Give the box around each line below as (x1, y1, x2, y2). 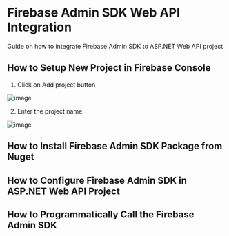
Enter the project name (17, 107, 83, 115)
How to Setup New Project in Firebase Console (7, 62, 211, 74)
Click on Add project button (17, 81, 96, 89)
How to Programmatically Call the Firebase (7, 208, 195, 220)
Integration (7, 19, 72, 35)
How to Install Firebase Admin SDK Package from (7, 140, 223, 152)
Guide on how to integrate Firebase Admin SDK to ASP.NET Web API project (7, 42, 223, 50)
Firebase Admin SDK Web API (7, 5, 181, 21)
